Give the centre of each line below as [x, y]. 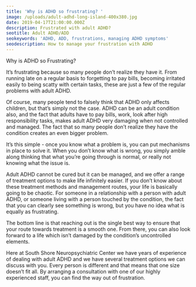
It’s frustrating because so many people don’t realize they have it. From [92, 72]
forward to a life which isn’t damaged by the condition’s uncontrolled [89, 235]
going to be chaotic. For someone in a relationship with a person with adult [96, 193]
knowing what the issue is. [38, 163]
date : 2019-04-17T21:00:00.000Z [45, 22]
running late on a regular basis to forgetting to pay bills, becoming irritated [96, 78]
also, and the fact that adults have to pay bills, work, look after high [87, 114]
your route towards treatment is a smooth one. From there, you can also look [98, 229]
